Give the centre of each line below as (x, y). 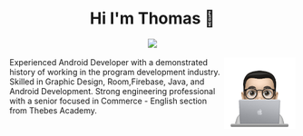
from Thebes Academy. (54, 110)
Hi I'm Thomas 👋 (152, 19)
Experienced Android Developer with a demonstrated (109, 62)
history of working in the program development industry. (115, 72)
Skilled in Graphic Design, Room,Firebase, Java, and (107, 82)
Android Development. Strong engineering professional (112, 91)
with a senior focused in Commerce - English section (108, 101)
